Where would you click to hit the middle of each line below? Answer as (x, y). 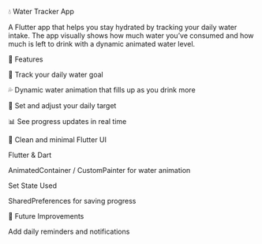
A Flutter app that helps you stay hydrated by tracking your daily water (123, 27)
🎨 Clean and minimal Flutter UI (58, 140)
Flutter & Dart (30, 155)
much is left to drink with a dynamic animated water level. (102, 44)
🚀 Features (26, 59)
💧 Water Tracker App (41, 11)
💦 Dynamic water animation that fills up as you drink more (102, 90)
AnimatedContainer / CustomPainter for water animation (99, 170)
